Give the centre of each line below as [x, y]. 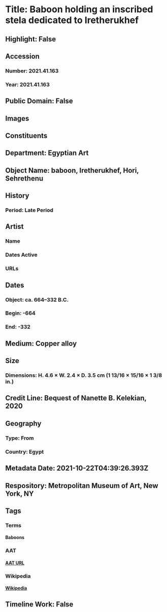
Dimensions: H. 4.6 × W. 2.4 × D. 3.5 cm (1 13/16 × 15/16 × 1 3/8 [84, 375]
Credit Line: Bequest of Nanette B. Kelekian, [76, 398]
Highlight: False [31, 39]
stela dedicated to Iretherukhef [72, 20]
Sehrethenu [24, 178]
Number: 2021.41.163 [32, 71]
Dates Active [22, 255]
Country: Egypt [25, 451]
